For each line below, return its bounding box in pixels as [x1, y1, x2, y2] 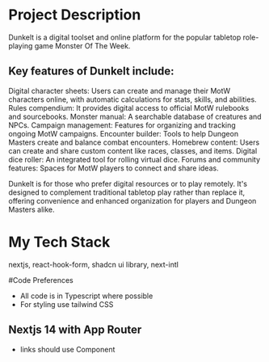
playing [8, 40, 33, 50]
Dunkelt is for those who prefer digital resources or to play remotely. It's [8, 179, 248, 188]
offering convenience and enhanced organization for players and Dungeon [8, 196, 257, 205]
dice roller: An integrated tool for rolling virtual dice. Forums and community [8, 154, 261, 164]
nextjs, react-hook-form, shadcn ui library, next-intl [8, 259, 179, 269]
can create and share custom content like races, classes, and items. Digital [8, 145, 258, 155]
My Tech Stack [8, 233, 111, 251]
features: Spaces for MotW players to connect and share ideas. [8, 163, 220, 173]
